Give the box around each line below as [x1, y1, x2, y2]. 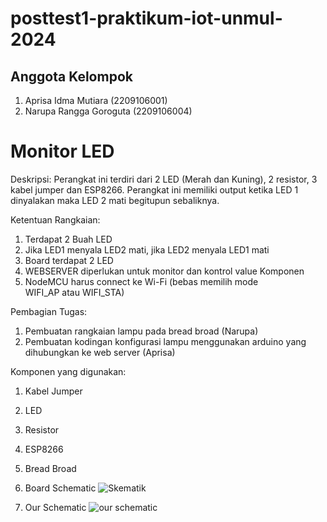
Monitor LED [10, 140, 115, 163]
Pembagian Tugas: [10, 305, 88, 317]
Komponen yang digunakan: [10, 365, 127, 377]
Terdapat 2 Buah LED [24, 233, 113, 245]
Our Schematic [24, 501, 87, 513]
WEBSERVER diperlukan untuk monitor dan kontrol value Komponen [24, 265, 305, 277]
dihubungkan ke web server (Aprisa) [24, 346, 176, 358]
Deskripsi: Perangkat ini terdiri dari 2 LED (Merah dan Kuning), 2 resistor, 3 [10, 173, 318, 185]
